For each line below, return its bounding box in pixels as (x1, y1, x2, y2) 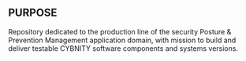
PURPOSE (8, 6, 58, 20)
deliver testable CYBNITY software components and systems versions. (8, 43, 239, 53)
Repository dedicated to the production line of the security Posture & (8, 27, 232, 36)
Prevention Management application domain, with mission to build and (8, 35, 237, 45)
